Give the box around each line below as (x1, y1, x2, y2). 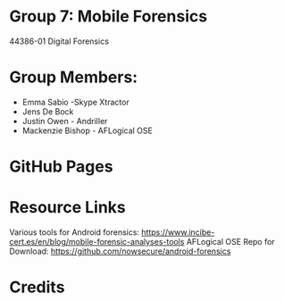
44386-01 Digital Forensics (9, 36, 110, 46)
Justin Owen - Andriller (21, 115, 108, 126)
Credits (9, 277, 65, 298)
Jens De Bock (21, 105, 74, 117)
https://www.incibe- (141, 227, 215, 238)
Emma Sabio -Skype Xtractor (21, 96, 129, 107)
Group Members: (9, 67, 138, 88)
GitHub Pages (9, 156, 113, 177)
